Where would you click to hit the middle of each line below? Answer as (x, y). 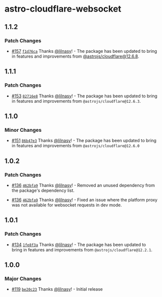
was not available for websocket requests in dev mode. (67, 205)
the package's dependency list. (43, 190)
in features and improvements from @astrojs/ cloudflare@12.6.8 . (75, 56)
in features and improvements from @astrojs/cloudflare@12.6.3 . (76, 101)
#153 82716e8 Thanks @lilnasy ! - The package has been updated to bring (84, 96)
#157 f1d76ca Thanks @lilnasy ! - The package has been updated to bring (84, 51)
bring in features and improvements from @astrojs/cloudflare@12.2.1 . (82, 250)
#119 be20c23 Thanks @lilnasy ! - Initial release (57, 289)
